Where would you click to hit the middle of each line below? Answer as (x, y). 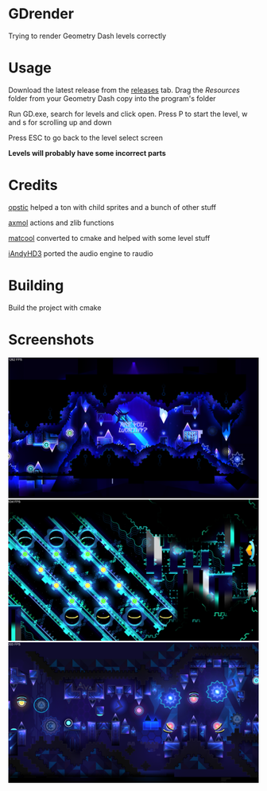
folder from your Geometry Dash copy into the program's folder (112, 98)
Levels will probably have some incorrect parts (87, 153)
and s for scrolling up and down (60, 122)
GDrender (41, 14)
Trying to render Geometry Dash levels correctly (87, 36)
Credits (33, 186)
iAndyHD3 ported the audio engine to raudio (81, 253)
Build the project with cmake (55, 308)
